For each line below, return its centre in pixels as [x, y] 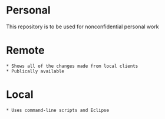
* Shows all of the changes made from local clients [72, 66]
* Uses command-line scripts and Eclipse [58, 110]
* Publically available [35, 71]
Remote [26, 50]
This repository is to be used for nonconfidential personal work [82, 27]
